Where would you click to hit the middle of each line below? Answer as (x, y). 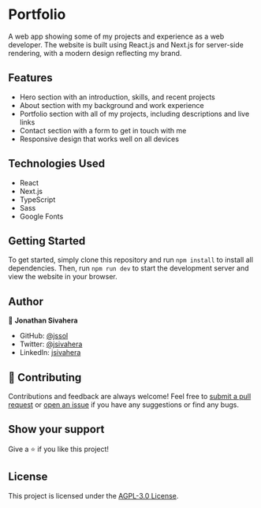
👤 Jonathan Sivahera (43, 320)
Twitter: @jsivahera (51, 344)
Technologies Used (56, 164)
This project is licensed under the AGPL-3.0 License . (93, 495)
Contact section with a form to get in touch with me (103, 130)
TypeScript (37, 200)
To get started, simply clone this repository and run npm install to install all (131, 260)
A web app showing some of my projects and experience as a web (116, 36)
